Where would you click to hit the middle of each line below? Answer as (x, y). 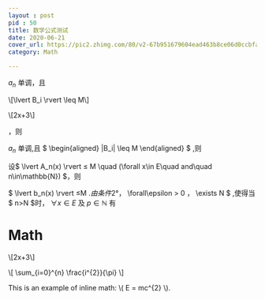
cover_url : (26, 45)
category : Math (33, 52)
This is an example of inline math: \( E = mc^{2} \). (90, 287)
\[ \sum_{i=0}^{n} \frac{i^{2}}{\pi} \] (66, 272)
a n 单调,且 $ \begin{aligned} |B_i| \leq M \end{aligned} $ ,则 (105, 149)
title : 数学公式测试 (38, 30)
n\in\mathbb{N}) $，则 (45, 176)
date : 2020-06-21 (37, 37)
